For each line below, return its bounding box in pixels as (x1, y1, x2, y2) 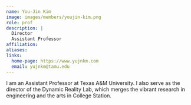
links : (6, 52, 22, 58)
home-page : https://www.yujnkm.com (11, 58, 99, 64)
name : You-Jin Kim (6, 8, 51, 15)
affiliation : (6, 42, 38, 48)
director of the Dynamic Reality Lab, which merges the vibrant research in (6, 86, 186, 93)
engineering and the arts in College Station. (6, 92, 112, 99)
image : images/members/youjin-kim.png (6, 14, 101, 20)
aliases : (6, 47, 28, 53)
